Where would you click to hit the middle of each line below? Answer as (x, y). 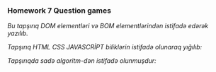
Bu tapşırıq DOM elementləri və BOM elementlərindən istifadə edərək (108, 26)
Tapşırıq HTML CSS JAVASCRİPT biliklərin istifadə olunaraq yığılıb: (105, 47)
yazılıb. (18, 33)
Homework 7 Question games (59, 11)
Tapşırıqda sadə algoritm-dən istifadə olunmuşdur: (82, 61)
